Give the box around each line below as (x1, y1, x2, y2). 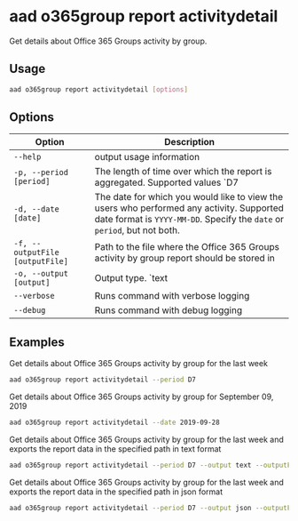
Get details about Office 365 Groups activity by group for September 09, (9, 391, 274, 402)
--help (13, 152, 42, 162)
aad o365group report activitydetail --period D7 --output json (9, 503, 252, 512)
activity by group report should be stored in (94, 252, 275, 264)
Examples (9, 334, 65, 349)
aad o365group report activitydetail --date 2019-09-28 (9, 418, 220, 428)
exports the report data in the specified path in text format (9, 444, 222, 454)
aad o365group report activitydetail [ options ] (9, 84, 189, 94)
